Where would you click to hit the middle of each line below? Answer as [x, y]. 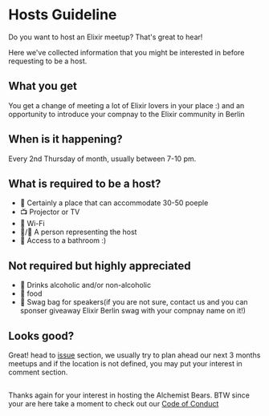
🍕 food [31, 293]
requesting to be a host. [48, 61]
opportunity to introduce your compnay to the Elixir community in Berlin [126, 114]
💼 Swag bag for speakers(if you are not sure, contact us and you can [134, 302]
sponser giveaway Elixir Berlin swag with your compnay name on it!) [133, 311]
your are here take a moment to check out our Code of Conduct [114, 404]
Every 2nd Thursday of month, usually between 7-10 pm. [102, 159]
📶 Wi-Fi [33, 224]
